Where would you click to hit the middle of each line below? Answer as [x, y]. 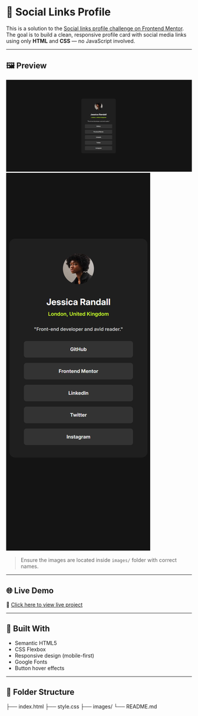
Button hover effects [39, 668]
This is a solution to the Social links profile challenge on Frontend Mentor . [95, 28]
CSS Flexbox [30, 649]
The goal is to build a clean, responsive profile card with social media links [96, 34]
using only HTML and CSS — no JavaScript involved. [71, 41]
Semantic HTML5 [36, 643]
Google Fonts [31, 662]
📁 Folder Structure [40, 692]
